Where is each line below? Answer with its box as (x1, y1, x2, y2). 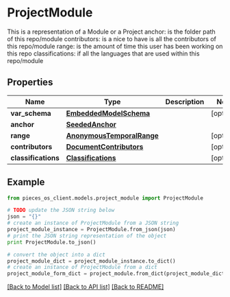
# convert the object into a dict (7, 251, 106, 258)
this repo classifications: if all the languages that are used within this (7, 49, 200, 58)
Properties (7, 77, 53, 88)
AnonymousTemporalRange (66, 130, 159, 140)
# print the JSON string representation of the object (7, 232, 167, 239)
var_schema (10, 108, 51, 118)
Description (165, 97, 205, 106)
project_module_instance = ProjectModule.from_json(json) (7, 226, 176, 233)
